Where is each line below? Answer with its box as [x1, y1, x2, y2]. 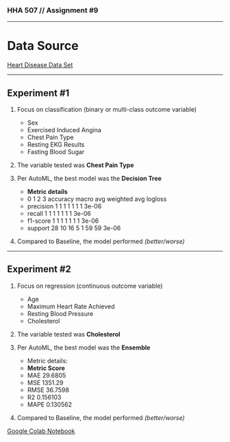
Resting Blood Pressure [27, 309, 94, 317]
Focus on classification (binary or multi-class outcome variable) [16, 106, 197, 114]
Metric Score [27, 364, 65, 372]
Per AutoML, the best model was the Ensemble [16, 343, 151, 352]
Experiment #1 [7, 87, 70, 99]
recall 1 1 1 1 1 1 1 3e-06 [27, 210, 91, 218]
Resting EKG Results [27, 140, 85, 149]
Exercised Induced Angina [27, 126, 101, 134]
